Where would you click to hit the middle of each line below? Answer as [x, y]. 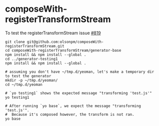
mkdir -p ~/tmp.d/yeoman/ [31, 80]
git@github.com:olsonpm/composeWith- [65, 42]
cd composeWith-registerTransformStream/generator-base [63, 50]
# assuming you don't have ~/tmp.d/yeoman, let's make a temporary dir [79, 72]
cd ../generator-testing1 [31, 59]
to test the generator [28, 76]
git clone [15, 42]
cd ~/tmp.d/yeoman [24, 84]
